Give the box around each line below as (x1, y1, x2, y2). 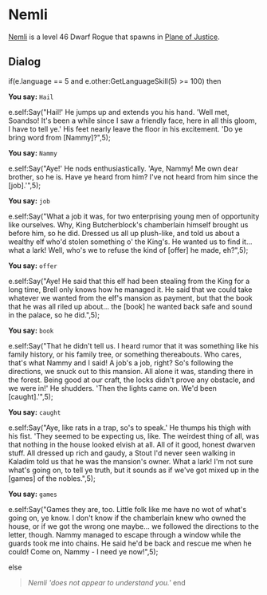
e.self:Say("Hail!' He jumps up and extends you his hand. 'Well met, (8, 107, 230, 116)
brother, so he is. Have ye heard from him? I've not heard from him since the (8, 171, 259, 181)
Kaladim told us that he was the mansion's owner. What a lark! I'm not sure (8, 456, 253, 466)
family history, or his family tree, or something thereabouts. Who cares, (8, 349, 241, 359)
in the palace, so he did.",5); (8, 309, 100, 320)
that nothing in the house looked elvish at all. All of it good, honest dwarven (8, 439, 256, 449)
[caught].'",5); (8, 392, 53, 401)
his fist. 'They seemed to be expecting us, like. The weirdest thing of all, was (8, 431, 260, 440)
